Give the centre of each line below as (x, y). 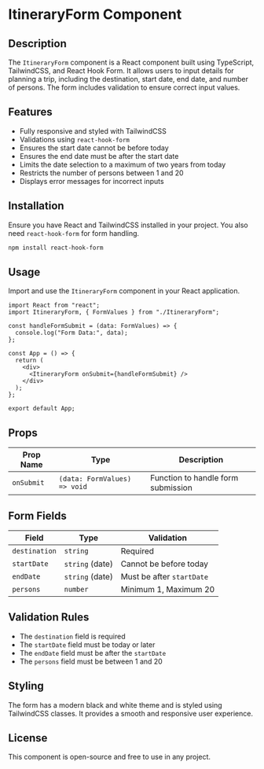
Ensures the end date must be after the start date (99, 156)
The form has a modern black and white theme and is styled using (115, 705)
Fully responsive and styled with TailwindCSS (93, 131)
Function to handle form (194, 478)
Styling (26, 686)
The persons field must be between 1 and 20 (91, 661)
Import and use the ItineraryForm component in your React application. (124, 291)
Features (30, 112)
